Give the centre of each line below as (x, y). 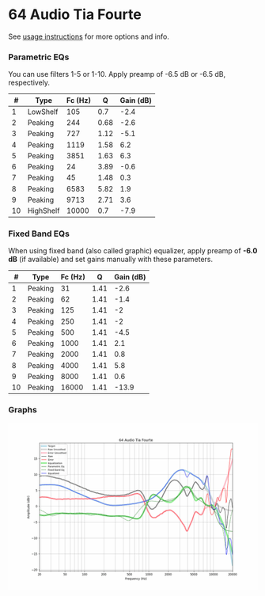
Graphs (23, 410)
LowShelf (43, 112)
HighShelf (44, 211)
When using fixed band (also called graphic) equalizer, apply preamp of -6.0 (133, 251)
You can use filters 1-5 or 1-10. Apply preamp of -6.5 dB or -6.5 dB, (117, 74)
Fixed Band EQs (39, 233)
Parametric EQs (39, 57)
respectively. (29, 83)
